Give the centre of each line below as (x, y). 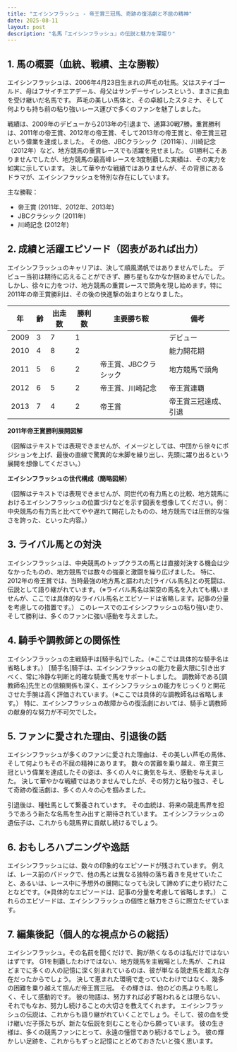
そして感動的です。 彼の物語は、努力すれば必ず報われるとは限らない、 (122, 996)
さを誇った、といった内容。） (49, 520)
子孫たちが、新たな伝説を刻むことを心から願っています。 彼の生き (128, 1023)
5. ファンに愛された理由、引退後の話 (87, 736)
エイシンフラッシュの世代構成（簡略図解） (69, 478)
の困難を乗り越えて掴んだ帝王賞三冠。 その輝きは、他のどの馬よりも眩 (110, 988)
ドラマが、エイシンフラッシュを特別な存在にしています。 (90, 177)
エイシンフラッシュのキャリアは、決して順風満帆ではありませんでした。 (112, 267)
